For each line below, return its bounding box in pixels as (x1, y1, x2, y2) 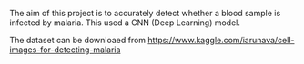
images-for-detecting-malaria (9, 44, 121, 55)
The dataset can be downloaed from (9, 35, 147, 45)
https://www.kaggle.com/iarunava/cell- (147, 35, 295, 45)
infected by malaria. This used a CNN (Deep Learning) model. (9, 17, 241, 28)
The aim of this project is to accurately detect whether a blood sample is (9, 8, 281, 18)
